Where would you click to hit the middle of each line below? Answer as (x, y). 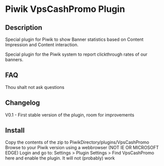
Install (15, 130)
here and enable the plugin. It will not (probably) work (60, 158)
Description (24, 28)
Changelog (23, 103)
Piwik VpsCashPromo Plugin (65, 9)
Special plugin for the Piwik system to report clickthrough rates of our (76, 54)
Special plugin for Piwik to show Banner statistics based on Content (74, 39)
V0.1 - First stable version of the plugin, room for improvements (70, 115)
